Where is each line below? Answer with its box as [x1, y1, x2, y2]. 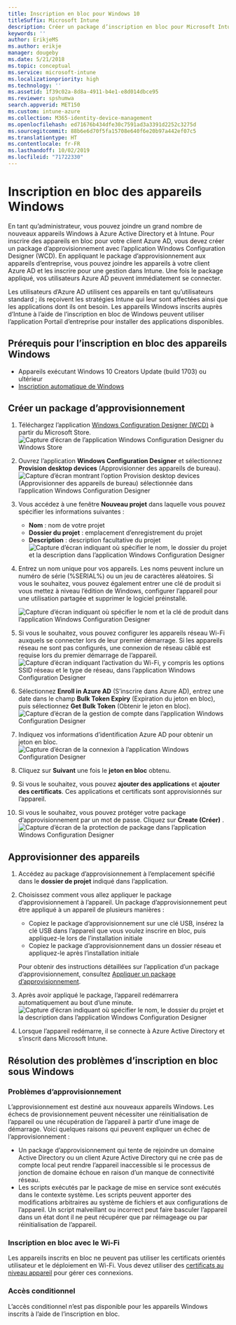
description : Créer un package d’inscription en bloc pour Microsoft [8, 23, 216, 30]
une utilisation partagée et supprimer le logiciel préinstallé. [18, 594, 188, 603]
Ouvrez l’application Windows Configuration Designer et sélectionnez [18, 457, 223, 465]
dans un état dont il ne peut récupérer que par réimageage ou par [18, 1213, 208, 1221]
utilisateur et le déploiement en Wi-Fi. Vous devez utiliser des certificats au [8, 1261, 224, 1270]
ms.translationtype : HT [8, 134, 78, 141]
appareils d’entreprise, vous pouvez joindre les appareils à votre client [8, 259, 210, 267]
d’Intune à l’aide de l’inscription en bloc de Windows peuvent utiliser [8, 310, 204, 318]
